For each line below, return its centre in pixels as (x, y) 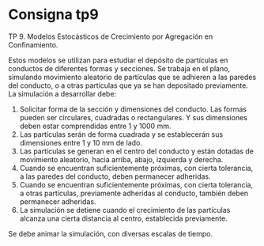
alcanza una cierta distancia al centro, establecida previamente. (123, 218)
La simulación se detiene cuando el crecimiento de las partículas (125, 210)
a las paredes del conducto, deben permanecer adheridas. (115, 176)
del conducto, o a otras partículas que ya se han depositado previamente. (128, 85)
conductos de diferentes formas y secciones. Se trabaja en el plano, (119, 68)
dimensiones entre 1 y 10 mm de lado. (81, 142)
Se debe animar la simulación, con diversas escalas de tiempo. (111, 233)
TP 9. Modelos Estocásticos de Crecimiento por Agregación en (111, 36)
